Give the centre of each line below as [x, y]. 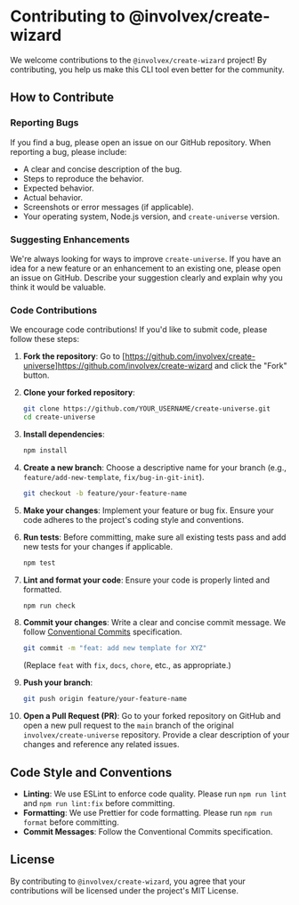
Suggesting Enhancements [70, 240]
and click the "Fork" [251, 366]
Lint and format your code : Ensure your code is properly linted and [146, 580]
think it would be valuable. [58, 287]
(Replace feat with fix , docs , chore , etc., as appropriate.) [127, 665]
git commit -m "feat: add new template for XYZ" [115, 648]
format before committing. [71, 822]
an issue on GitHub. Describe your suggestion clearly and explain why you [146, 277]
